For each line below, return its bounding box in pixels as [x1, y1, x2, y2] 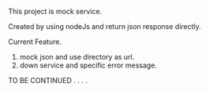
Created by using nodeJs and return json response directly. [8, 22, 201, 31]
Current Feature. [8, 37, 62, 46]
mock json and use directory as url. [19, 53, 135, 61]
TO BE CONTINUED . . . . [8, 76, 88, 85]
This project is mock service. [8, 7, 103, 16]
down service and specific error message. [19, 60, 158, 70]
